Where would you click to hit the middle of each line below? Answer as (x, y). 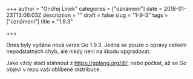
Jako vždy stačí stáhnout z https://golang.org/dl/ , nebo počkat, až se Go (97, 63)
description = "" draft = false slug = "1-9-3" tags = (105, 15)
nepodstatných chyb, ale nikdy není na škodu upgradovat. (79, 51)
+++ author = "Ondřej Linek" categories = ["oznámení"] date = (84, 9)
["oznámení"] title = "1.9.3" (40, 21)
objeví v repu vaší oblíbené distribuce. (54, 69)
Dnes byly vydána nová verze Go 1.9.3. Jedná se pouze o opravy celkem (97, 45)
